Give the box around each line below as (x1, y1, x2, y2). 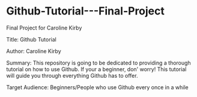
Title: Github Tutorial (6, 36, 57, 43)
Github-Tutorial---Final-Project (6, 4, 165, 18)
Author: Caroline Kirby (6, 47, 61, 55)
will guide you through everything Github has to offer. (6, 72, 138, 79)
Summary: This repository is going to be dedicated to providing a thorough (6, 59, 191, 66)
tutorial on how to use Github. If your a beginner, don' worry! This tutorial (6, 65, 187, 73)
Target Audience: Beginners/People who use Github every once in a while (6, 83, 189, 91)
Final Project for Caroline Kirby (6, 24, 82, 31)
